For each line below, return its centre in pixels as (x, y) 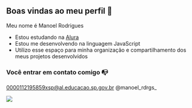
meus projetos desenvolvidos (51, 56)
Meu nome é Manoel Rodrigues (45, 25)
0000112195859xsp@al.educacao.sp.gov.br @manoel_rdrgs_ (82, 88)
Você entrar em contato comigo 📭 (57, 72)
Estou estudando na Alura (47, 37)
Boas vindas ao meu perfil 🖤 (59, 11)
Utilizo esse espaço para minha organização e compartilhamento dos (100, 50)
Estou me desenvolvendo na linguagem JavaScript (77, 43)
